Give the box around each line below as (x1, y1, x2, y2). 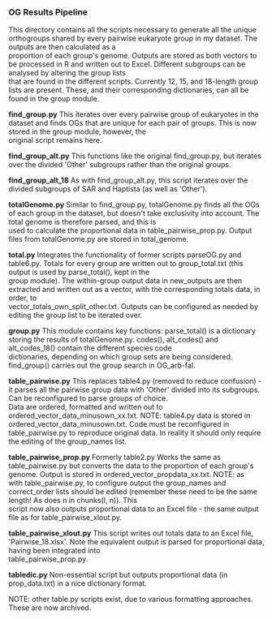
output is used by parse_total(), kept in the (8, 267, 150, 277)
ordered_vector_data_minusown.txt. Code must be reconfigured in (8, 419, 230, 429)
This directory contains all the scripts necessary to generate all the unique (8, 25, 257, 35)
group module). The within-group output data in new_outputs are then (8, 276, 243, 286)
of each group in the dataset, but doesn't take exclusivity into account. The (8, 208, 260, 218)
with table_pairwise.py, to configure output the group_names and (8, 478, 227, 488)
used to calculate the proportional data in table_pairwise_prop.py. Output (8, 226, 253, 235)
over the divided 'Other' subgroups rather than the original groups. (8, 160, 231, 170)
